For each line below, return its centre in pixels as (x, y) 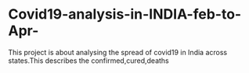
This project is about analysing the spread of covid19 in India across (118, 52)
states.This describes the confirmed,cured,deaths (89, 61)
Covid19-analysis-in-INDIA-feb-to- (125, 14)
